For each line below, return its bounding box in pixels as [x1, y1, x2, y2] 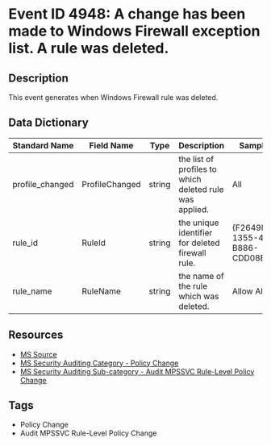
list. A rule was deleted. [8, 40, 169, 57]
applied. [178, 203, 210, 215]
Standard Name [12, 140, 74, 151]
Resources [8, 328, 64, 342]
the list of [178, 153, 215, 165]
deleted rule [178, 183, 224, 194]
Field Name [89, 140, 134, 151]
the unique [178, 217, 219, 228]
